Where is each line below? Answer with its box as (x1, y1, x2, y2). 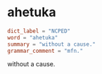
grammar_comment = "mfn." (7, 47, 83, 54)
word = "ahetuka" (7, 34, 58, 41)
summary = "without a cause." (7, 40, 96, 48)
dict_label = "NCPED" (7, 27, 71, 35)
